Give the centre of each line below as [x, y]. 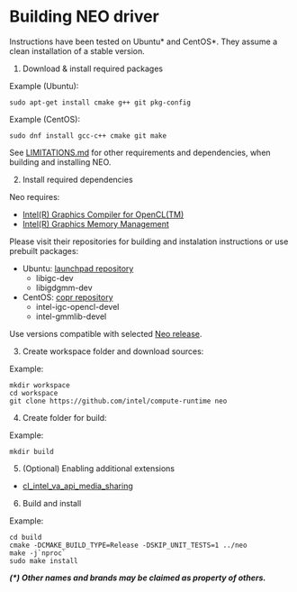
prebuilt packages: [44, 250]
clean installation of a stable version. [77, 50]
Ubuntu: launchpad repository [78, 269]
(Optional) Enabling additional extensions [99, 468]
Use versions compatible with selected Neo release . [106, 333]
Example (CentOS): [45, 119]
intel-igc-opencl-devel [77, 306]
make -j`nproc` [38, 553]
